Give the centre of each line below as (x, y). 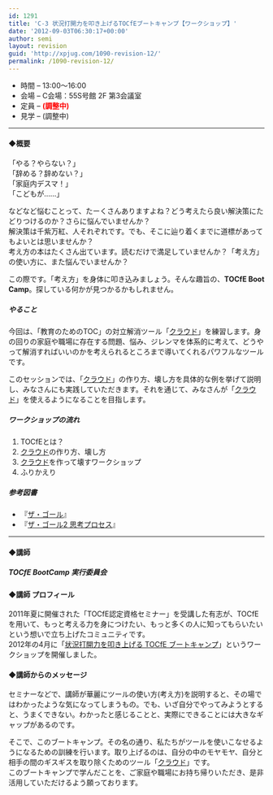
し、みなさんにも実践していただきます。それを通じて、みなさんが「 (122, 389)
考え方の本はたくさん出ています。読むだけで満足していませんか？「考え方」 (136, 252)
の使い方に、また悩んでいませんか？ (69, 262)
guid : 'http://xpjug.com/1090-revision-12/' (85, 54)
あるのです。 (58, 725)
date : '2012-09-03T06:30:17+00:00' (69, 31)
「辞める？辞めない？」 (48, 174)
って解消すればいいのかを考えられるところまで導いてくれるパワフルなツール (136, 352)
